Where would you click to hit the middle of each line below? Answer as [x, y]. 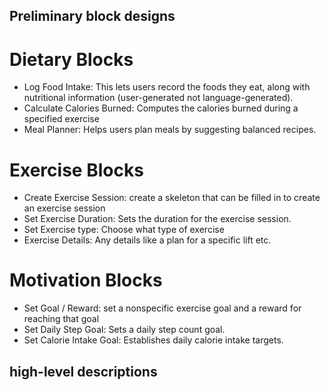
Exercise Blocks [76, 170]
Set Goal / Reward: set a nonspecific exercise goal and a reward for [162, 308]
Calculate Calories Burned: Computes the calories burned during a [161, 108]
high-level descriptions [83, 371]
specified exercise [61, 119]
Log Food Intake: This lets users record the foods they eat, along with [167, 87]
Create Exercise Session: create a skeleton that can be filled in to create [172, 198]
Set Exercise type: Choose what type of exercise [124, 230]
